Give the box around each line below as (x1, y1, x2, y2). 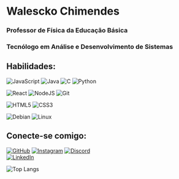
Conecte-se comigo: (6, 131, 87, 141)
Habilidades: (6, 61, 56, 71)
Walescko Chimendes (6, 4, 120, 18)
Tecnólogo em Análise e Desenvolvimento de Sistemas (6, 43, 173, 51)
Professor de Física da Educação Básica (6, 26, 128, 35)
